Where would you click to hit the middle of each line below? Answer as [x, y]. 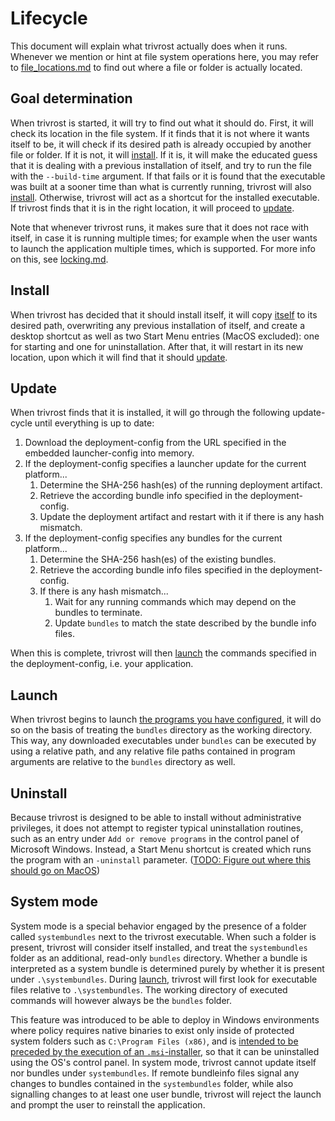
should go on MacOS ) [55, 870]
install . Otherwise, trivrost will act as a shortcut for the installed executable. [165, 197]
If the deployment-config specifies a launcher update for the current [165, 464]
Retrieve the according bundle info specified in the [143, 496]
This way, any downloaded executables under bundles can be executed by [163, 741]
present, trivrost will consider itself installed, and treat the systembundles [159, 947]
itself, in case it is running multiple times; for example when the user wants [164, 238]
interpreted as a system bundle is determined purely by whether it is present [167, 968]
